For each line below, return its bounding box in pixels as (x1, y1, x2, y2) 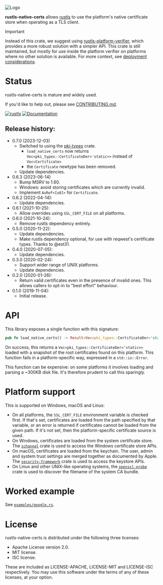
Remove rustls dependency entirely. (19, 220, 91, 226)
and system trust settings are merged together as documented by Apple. (12, 453, 158, 459)
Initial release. (19, 292, 48, 299)
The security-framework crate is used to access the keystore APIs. (12, 458, 146, 464)
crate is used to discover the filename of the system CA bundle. (12, 469, 140, 475)
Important (5, 29, 25, 34)
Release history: (5, 125, 56, 133)
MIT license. (12, 549, 37, 555)
